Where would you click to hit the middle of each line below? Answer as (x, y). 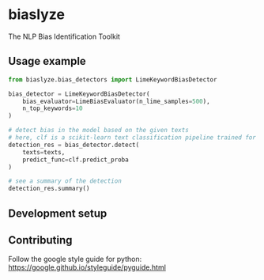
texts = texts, (44, 152)
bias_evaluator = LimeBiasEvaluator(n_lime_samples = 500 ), (117, 101)
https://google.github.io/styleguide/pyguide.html (87, 267)
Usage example (47, 61)
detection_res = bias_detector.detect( (74, 145)
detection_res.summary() (49, 189)
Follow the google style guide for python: (75, 259)
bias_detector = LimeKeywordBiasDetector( (79, 94)
